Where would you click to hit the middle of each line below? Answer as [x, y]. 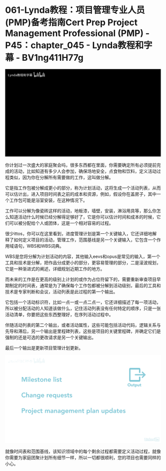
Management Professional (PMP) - [77, 33]
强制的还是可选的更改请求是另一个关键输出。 [51, 338]
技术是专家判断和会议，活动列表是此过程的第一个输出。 [61, 292]
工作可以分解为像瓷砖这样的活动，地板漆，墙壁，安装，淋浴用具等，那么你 [81, 211]
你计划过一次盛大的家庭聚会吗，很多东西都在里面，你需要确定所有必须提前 [81, 165]
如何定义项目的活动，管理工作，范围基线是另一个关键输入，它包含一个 [85, 240]
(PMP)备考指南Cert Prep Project [71, 22]
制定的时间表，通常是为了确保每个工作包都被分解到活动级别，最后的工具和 [85, 286]
